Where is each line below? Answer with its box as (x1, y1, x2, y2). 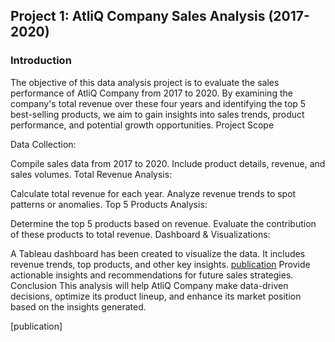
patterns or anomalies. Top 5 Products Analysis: (10, 198, 208, 210)
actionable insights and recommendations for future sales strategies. (10, 269, 294, 281)
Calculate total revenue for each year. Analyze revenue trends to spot (10, 187, 297, 199)
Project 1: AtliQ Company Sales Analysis (10, 8, 266, 25)
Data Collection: (10, 138, 77, 150)
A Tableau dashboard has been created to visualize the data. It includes (10, 247, 306, 259)
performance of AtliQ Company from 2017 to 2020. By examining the (10, 87, 293, 99)
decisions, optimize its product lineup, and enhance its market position (10, 290, 302, 302)
